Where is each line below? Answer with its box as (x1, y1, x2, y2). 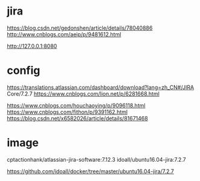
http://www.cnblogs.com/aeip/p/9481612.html (7, 30, 121, 38)
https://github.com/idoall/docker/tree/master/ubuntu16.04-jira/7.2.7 (7, 168, 175, 175)
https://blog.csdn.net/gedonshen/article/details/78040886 (7, 24, 153, 31)
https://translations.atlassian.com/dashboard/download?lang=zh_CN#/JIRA (7, 84, 195, 91)
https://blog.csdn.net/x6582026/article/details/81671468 (7, 114, 149, 122)
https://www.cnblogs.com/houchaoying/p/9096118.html (7, 102, 146, 109)
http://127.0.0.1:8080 (7, 42, 57, 50)
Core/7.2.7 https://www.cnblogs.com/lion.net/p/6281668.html (7, 90, 160, 97)
